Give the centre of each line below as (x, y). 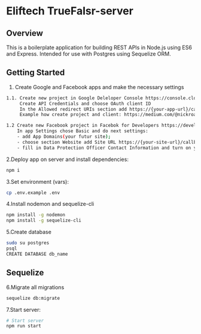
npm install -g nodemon (36, 215)
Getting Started (36, 73)
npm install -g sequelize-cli (44, 221)
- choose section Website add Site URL (67, 142)
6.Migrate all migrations (35, 287)
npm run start (24, 326)
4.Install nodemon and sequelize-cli (50, 204)
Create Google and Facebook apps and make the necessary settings (99, 87)
